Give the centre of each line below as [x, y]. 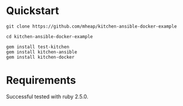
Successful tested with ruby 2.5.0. [47, 96]
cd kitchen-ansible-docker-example [50, 36]
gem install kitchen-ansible [42, 52]
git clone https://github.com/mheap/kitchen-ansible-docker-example [91, 26]
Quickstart [33, 11]
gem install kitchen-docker [40, 57]
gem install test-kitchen [38, 47]
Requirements [41, 81]
